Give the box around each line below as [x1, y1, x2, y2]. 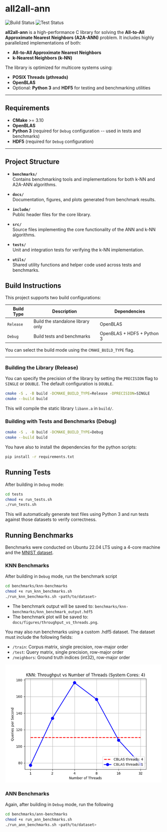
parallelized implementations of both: [5, 39, 81, 45]
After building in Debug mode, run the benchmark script [5, 573, 117, 579]
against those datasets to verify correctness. [5, 516, 97, 522]
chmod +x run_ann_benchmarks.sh [5, 817, 72, 822]
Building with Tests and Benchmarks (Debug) [5, 417, 117, 424]
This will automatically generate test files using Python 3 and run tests [5, 511, 149, 517]
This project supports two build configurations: [5, 295, 101, 301]
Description [52, 308, 77, 315]
